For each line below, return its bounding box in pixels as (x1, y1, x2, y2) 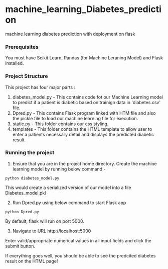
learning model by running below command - (12, 166, 106, 172)
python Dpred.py (5, 209, 39, 214)
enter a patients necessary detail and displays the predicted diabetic (12, 131, 154, 137)
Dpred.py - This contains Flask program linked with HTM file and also (12, 110, 156, 116)
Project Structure (5, 73, 48, 80)
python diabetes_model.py (5, 175, 59, 181)
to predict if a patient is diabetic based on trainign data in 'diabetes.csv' (12, 99, 161, 105)
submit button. (5, 243, 35, 249)
